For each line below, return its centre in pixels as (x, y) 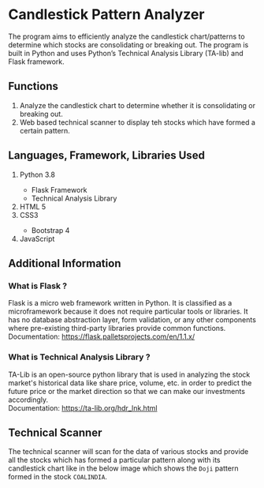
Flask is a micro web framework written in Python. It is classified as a (120, 303)
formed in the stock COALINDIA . (58, 477)
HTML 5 (33, 206)
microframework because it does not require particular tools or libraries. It (128, 312)
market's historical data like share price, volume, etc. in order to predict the (130, 383)
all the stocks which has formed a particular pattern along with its (114, 460)
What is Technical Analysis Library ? (80, 357)
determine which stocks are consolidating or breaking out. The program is (128, 44)
